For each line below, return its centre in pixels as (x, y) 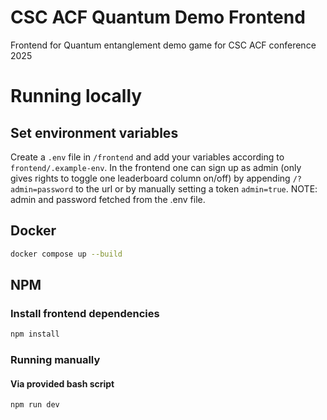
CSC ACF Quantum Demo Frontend (158, 17)
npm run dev (35, 405)
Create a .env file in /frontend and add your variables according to (147, 157)
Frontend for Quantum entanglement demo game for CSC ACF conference (163, 45)
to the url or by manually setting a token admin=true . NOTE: (196, 188)
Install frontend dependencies (85, 313)
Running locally (76, 96)
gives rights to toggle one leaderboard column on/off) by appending (150, 178)
